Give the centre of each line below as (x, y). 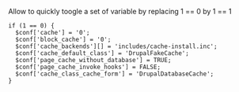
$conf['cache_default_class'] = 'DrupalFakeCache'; (102, 53)
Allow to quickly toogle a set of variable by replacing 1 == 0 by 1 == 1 (120, 11)
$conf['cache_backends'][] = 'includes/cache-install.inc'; (116, 46)
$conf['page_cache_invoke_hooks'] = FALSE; (88, 67)
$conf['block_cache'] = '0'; (63, 39)
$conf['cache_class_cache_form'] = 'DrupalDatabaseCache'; (115, 74)
